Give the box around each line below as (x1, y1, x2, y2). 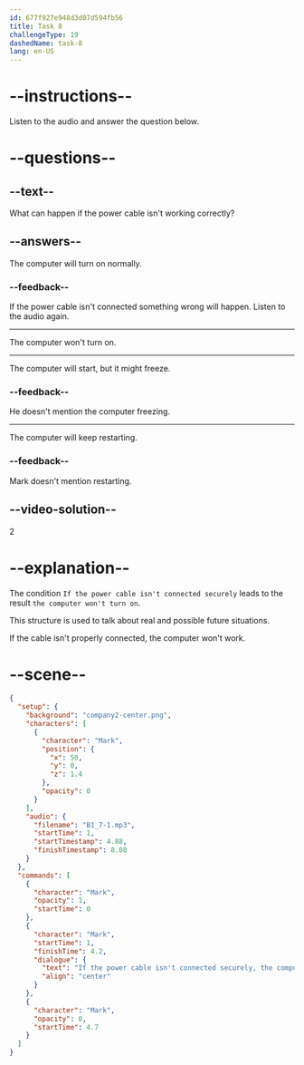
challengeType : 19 (9, 30, 79, 39)
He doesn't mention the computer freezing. (9, 406, 170, 417)
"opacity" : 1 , (33, 896, 88, 905)
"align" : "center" (42, 972, 111, 982)
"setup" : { (17, 702, 59, 712)
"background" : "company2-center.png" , (25, 711, 172, 721)
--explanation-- (9, 557, 130, 578)
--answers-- (9, 234, 81, 249)
